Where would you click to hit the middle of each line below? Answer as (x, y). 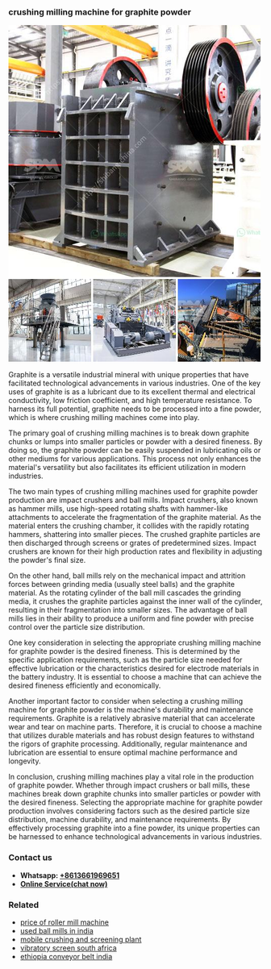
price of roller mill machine (64, 922)
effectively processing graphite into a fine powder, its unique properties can (134, 828)
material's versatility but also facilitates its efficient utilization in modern (127, 468)
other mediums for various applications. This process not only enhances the (135, 459)
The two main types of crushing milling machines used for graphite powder (133, 492)
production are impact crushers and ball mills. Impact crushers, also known (133, 500)
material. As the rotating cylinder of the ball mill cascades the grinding (125, 593)
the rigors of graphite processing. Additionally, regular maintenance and (128, 744)
